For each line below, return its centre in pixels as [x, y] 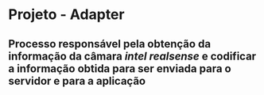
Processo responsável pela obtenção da [110, 44]
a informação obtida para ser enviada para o [120, 68]
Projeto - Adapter [66, 15]
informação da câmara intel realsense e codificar [132, 56]
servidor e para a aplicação [77, 81]
